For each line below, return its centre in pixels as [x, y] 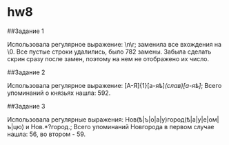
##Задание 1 [26, 31]
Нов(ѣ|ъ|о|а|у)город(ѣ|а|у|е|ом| [172, 119]
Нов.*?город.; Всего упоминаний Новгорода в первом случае [122, 126]
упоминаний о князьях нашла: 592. [59, 93]
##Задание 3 [26, 106]
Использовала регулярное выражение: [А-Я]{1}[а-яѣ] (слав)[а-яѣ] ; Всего [114, 85]
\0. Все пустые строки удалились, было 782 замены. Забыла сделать [109, 52]
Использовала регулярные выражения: [66, 119]
